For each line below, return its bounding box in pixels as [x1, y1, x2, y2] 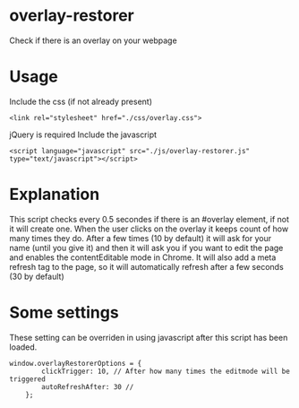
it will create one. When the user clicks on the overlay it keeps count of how [9, 223, 289, 234]
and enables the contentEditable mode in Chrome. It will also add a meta [9, 252, 277, 263]
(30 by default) [9, 271, 64, 282]
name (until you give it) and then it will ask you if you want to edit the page [9, 242, 284, 253]
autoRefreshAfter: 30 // [41, 382, 134, 391]
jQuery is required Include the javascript [9, 129, 158, 140]
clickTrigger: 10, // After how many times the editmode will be [41, 367, 291, 376]
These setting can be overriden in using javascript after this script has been [9, 332, 288, 343]
